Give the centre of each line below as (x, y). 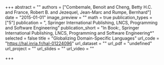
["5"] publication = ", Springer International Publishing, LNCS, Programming (82, 22)
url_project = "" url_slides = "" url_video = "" (50, 49)
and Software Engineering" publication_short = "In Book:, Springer (72, 28)
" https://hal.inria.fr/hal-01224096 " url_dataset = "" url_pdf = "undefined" (79, 43)
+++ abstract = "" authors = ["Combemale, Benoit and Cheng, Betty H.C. (79, 7)
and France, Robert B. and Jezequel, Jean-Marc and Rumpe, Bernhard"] (78, 12)
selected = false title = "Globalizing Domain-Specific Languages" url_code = (82, 38)
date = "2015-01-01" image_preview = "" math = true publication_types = (79, 17)
